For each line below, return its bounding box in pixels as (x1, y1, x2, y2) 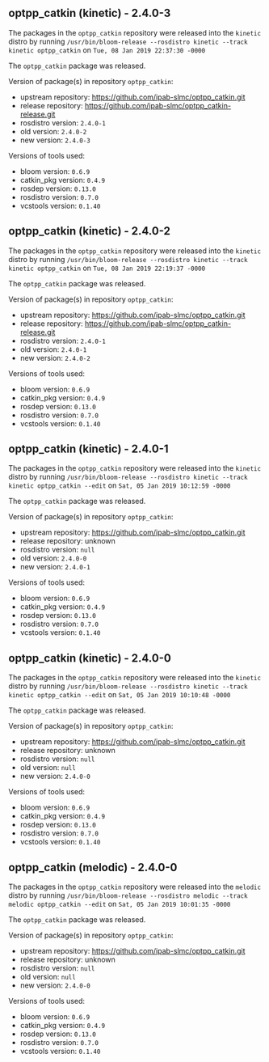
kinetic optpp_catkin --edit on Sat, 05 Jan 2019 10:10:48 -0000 (8, 690, 231, 700)
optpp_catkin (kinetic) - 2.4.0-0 (8, 651, 171, 665)
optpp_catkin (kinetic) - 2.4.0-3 (8, 6, 171, 20)
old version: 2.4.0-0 (19, 553, 87, 563)
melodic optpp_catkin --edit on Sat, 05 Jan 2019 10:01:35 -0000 (8, 899, 231, 909)
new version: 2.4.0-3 (19, 135, 90, 145)
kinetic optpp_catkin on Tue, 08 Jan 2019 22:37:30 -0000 (8, 44, 206, 55)
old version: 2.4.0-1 (19, 344, 87, 354)
